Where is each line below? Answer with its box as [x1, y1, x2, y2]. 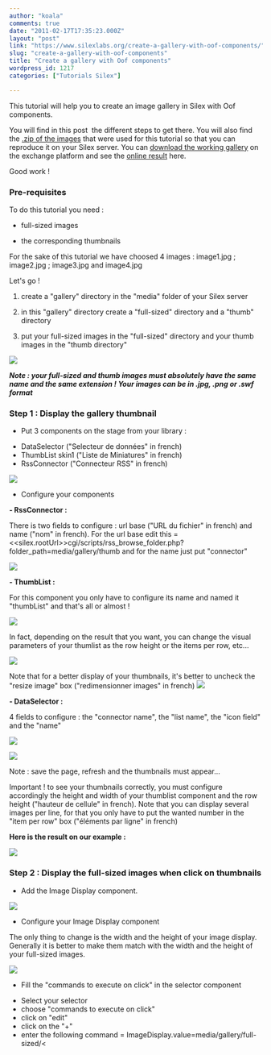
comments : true [9, 19, 60, 27]
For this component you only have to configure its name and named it [9, 593, 240, 603]
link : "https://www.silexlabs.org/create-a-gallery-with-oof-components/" [9, 42, 265, 50]
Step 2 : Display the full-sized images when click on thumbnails [9, 867, 262, 878]
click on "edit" [20, 1012, 68, 1022]
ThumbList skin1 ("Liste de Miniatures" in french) [20, 451, 183, 460]
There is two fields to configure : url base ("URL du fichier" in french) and [9, 521, 253, 530]
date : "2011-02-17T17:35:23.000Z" [9, 27, 125, 35]
